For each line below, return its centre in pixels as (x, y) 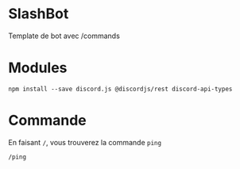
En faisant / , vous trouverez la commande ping (85, 142)
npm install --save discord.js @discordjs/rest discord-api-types (120, 89)
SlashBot (39, 14)
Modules (38, 68)
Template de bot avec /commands (64, 36)
